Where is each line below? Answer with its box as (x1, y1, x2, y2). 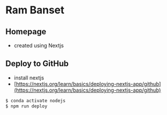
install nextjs (13, 74, 44, 81)
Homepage (5, 27, 47, 37)
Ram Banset (5, 3, 65, 17)
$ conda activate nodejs (5, 98, 66, 103)
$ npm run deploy (5, 103, 48, 109)
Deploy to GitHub (5, 59, 69, 69)
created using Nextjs (13, 42, 64, 49)
